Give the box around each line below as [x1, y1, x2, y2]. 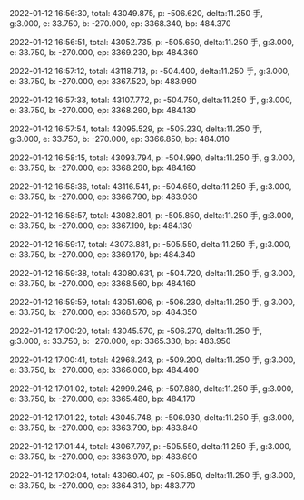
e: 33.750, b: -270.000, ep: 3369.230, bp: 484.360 [9, 47, 199, 57]
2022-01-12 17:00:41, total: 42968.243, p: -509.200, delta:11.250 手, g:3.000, [9, 354, 297, 365]
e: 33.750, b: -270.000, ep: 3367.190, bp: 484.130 [9, 220, 193, 231]
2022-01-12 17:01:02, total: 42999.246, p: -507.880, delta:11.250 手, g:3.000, [9, 383, 294, 394]
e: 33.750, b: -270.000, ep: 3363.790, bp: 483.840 [9, 422, 198, 433]
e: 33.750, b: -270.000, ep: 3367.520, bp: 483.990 [9, 76, 197, 86]
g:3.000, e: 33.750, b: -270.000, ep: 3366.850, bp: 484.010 [9, 134, 230, 144]
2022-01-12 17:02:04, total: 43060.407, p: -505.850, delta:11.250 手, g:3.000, [9, 470, 297, 480]
